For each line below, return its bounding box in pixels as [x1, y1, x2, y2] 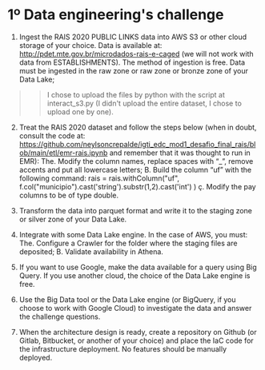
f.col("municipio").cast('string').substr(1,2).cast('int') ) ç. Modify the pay [18, 181, 257, 191]
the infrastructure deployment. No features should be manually [18, 344, 227, 353]
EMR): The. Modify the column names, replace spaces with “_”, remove [18, 156, 254, 165]
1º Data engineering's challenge [7, 6, 224, 24]
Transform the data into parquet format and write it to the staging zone [18, 205, 253, 215]
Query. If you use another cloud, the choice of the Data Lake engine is [18, 270, 251, 280]
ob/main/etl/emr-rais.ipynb [18, 148, 108, 157]
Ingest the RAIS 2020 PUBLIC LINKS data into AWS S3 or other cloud [18, 32, 247, 42]
